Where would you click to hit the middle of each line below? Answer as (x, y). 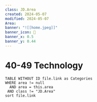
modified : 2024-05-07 (27, 19)
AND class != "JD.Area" (31, 91)
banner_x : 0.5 (19, 37)
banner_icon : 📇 (20, 32)
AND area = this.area (31, 87)
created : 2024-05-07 (26, 14)
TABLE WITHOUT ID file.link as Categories (49, 79)
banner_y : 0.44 (20, 41)
